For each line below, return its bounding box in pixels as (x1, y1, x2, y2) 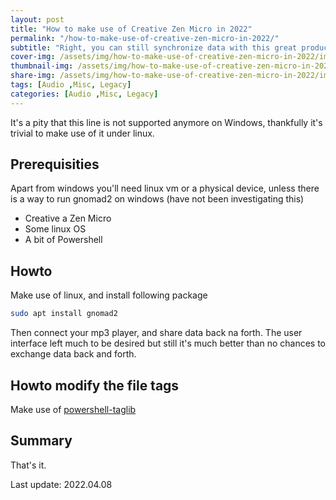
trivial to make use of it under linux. (10, 127, 155, 139)
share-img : (10, 71, 56, 81)
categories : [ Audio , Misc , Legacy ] (10, 89, 159, 99)
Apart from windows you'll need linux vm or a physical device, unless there (10, 182, 320, 195)
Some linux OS (24, 223, 87, 235)
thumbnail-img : (10, 61, 74, 71)
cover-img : (10, 52, 56, 62)
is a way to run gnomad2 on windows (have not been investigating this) (10, 193, 305, 205)
